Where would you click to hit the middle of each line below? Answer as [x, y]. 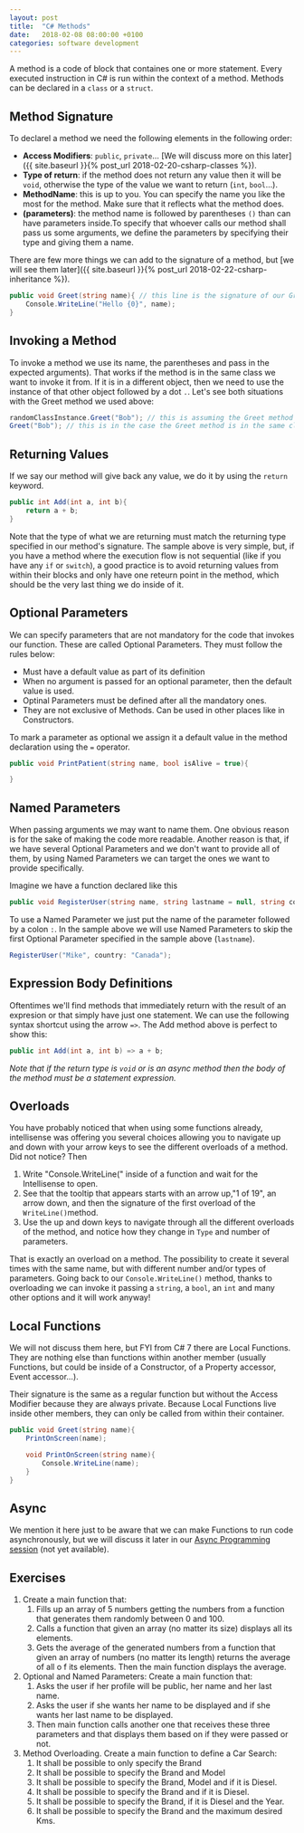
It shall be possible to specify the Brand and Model [131, 1772]
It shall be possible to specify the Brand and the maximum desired [159, 1811]
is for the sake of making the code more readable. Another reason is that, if [149, 839]
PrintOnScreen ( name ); [66, 1438]
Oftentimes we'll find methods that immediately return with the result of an [148, 1005]
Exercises [38, 1577]
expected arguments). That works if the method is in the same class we [142, 372]
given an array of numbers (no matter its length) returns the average [163, 1657]
